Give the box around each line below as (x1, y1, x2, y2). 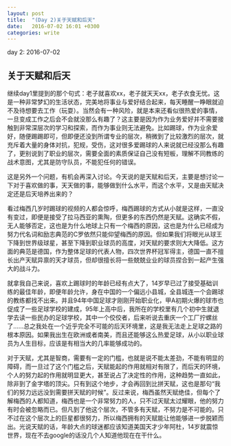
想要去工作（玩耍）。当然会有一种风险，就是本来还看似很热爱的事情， (25, 107, 221, 115)
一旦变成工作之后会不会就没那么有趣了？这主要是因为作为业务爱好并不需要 (7, 115, 218, 124)
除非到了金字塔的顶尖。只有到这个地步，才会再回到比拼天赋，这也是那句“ (7, 379, 215, 388)
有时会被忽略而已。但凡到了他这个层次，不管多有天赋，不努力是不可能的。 (7, 405, 218, 414)
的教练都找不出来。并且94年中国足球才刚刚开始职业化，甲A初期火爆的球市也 (7, 296, 224, 304)
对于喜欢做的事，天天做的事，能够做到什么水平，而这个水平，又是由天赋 (12, 181, 218, 190)
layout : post (7, 10, 45, 17)
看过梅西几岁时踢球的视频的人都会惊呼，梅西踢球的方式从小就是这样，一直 (7, 204, 218, 213)
